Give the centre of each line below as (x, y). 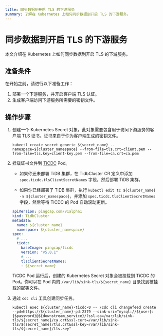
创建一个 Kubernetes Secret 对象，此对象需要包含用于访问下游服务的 (81, 130)
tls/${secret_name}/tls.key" (42, 329)
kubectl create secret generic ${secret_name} (60, 145)
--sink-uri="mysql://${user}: (123, 312)
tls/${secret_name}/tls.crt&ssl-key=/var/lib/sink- (65, 325)
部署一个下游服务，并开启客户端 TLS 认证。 (56, 94)
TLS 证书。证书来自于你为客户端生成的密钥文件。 (71, 136)
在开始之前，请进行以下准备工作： (39, 84)
